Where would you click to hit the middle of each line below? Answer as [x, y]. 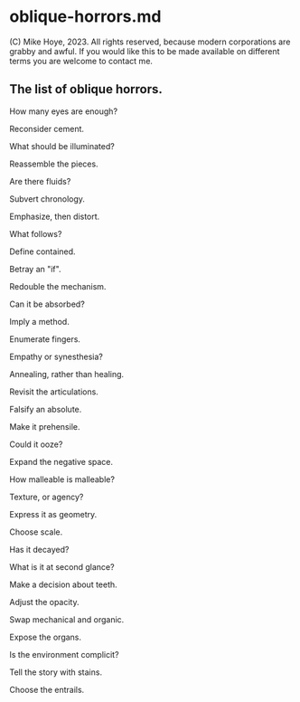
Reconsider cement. [47, 128]
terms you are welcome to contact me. [81, 61]
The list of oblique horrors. [86, 89]
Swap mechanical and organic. [67, 619]
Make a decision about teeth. [63, 584]
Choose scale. [36, 532]
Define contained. [42, 251]
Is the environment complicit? [64, 654]
